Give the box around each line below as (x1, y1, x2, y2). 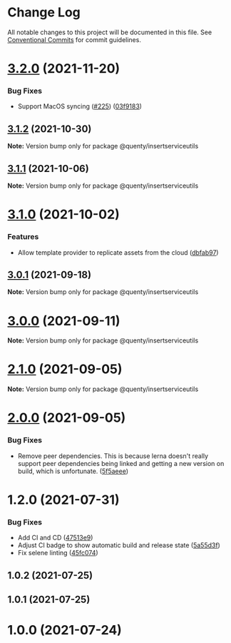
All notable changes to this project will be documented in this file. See (7, 28, 212, 36)
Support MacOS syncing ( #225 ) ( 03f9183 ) (17, 102, 143, 111)
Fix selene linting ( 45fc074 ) (17, 549, 98, 557)
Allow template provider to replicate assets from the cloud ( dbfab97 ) (17, 248, 219, 257)
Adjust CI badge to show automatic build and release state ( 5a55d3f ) (17, 541, 221, 550)
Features (7, 232, 39, 242)
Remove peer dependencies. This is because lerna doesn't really (17, 451, 209, 460)
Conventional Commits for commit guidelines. (7, 35, 141, 44)
